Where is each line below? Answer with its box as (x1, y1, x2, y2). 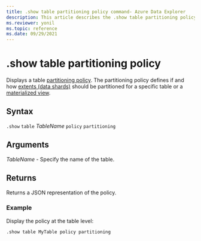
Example (6, 204, 32, 212)
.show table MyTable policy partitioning (6, 228, 111, 235)
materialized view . (6, 89, 51, 96)
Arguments (6, 140, 50, 150)
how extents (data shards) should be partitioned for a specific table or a (6, 83, 184, 90)
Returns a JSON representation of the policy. (6, 189, 117, 196)
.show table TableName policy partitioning (6, 122, 116, 129)
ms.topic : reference (6, 25, 58, 32)
